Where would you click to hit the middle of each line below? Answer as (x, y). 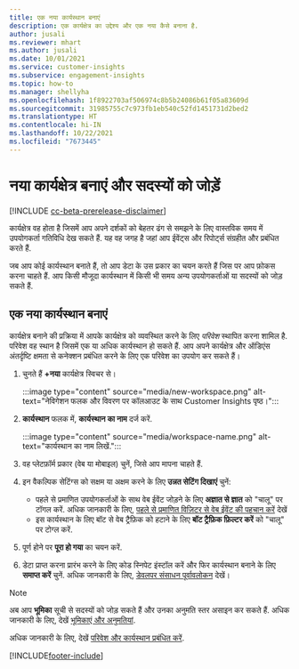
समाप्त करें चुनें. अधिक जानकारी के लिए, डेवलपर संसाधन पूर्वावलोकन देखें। (126, 575)
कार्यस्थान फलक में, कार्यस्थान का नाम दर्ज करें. (87, 418)
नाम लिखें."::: (102, 446)
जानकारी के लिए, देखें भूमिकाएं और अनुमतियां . (73, 620)
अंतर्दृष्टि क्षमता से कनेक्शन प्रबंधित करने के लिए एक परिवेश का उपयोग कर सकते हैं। (125, 356)
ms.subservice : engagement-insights (77, 76)
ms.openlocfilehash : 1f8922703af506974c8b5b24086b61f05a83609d (129, 100)
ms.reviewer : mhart (45, 42)
